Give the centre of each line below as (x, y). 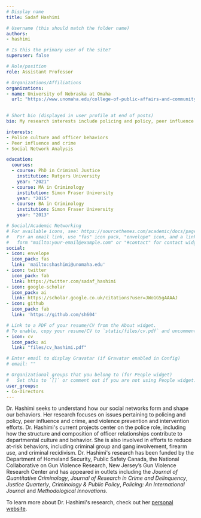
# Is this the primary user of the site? (59, 50)
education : (20, 160)
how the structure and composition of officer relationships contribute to (94, 434)
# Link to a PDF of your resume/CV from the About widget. (81, 325)
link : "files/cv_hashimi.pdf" (49, 348)
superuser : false (28, 56)
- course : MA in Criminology (48, 187)
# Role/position (26, 66)
